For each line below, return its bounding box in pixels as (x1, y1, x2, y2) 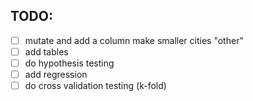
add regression (24, 69, 88, 80)
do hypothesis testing (24, 57, 115, 69)
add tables (24, 45, 69, 58)
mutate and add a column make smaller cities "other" (24, 34, 244, 46)
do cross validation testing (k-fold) (24, 80, 167, 92)
